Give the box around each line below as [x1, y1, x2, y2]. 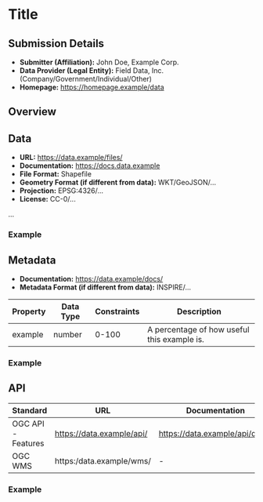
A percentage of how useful [147, 324, 250, 335]
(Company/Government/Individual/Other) [19, 75, 153, 83]
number [53, 329, 82, 340]
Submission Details [8, 37, 104, 50]
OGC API [12, 418, 45, 429]
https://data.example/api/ [54, 427, 148, 438]
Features [12, 438, 45, 449]
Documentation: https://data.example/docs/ [19, 274, 164, 283]
